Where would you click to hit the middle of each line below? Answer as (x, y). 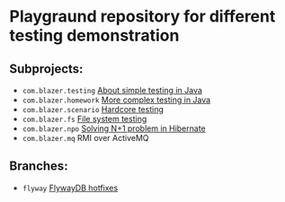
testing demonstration (94, 35)
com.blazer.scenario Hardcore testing (93, 109)
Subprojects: (46, 69)
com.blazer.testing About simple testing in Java (112, 90)
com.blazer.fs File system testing (85, 119)
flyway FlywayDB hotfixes (70, 188)
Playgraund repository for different (142, 17)
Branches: (39, 167)
